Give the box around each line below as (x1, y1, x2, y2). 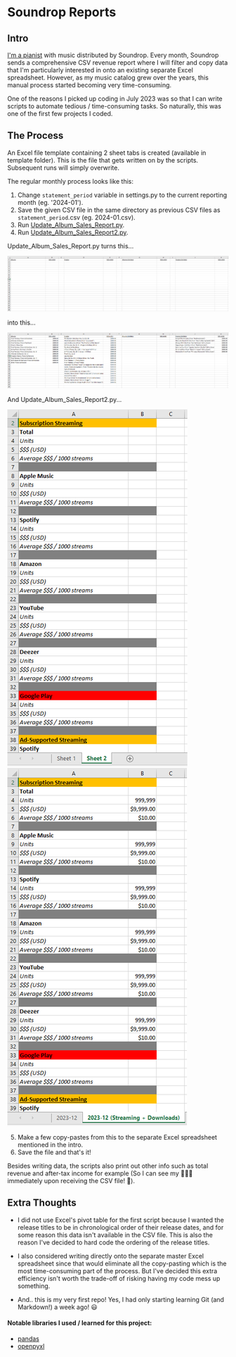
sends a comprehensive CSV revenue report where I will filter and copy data (7, 58, 228, 67)
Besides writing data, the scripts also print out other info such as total (7, 1161, 209, 1170)
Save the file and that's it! (17, 1148, 91, 1156)
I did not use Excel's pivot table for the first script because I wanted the (17, 1216, 225, 1224)
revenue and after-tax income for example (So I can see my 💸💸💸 (7, 1169, 193, 1178)
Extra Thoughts (7, 1197, 77, 1209)
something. (17, 1282, 51, 1290)
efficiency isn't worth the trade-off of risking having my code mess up (17, 1274, 221, 1282)
